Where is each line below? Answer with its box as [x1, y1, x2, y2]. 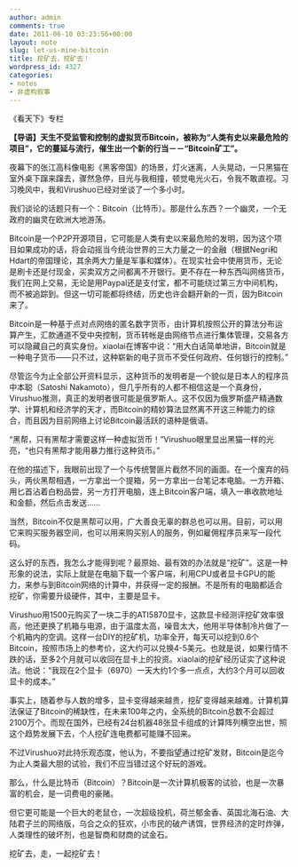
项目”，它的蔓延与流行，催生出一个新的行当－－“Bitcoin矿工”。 [9, 143, 242, 154]
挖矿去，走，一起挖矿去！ [9, 847, 103, 858]
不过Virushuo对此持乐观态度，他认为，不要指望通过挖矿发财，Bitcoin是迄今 [9, 747, 285, 758]
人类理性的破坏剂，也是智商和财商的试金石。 [9, 829, 173, 839]
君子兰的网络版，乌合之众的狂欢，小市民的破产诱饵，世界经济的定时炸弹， [16, 818, 289, 829]
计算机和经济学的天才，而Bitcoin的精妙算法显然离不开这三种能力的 [24, 403, 268, 414]
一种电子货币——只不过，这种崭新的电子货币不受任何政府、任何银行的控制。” [9, 352, 289, 362]
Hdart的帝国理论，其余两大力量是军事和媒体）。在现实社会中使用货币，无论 [9, 255, 282, 266]
